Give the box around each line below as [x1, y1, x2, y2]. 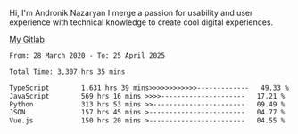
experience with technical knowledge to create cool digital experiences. [9, 17, 274, 28]
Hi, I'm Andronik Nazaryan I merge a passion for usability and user [9, 8, 253, 18]
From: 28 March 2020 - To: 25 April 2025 [9, 51, 166, 60]
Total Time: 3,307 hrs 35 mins [9, 67, 126, 76]
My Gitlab [9, 35, 45, 44]
